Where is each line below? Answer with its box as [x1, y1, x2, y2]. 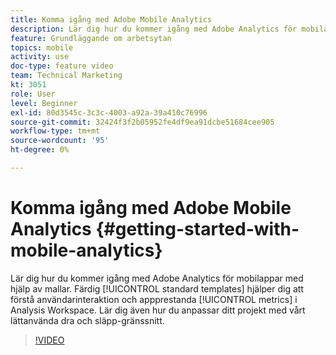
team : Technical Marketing [10, 71, 123, 81]
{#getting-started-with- [95, 218, 300, 241]
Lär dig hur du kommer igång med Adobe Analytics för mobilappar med [10, 272, 304, 284]
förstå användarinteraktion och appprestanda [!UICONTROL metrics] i [10, 293, 298, 305]
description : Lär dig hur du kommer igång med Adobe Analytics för [10, 24, 298, 34]
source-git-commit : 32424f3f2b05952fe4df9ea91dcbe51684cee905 [10, 117, 275, 127]
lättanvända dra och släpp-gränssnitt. [10, 314, 165, 326]
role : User [10, 89, 56, 99]
